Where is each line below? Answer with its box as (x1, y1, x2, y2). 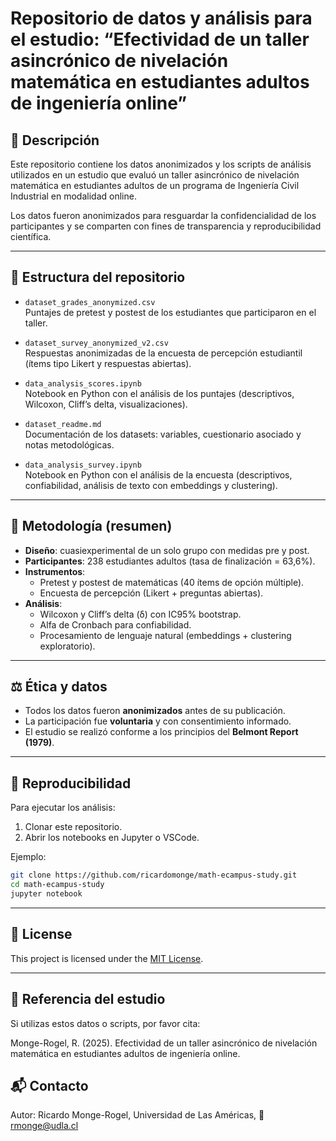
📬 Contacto (10, 1077, 89, 1094)
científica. (10, 231, 52, 242)
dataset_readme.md (24, 419, 102, 429)
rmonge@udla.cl (10, 1120, 79, 1132)
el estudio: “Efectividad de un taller (10, 28, 310, 51)
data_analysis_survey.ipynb (24, 460, 142, 470)
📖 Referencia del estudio (10, 991, 166, 1008)
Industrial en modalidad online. (10, 190, 137, 202)
